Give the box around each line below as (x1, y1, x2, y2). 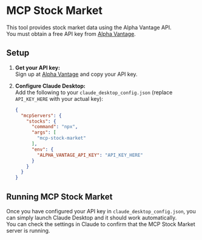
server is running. (6, 227, 50, 234)
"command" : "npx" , (31, 124, 78, 130)
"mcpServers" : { (21, 112, 62, 118)
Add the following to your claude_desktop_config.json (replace (15, 89, 173, 96)
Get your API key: (15, 64, 61, 71)
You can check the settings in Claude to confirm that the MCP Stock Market (6, 220, 195, 228)
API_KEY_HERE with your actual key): (15, 95, 103, 102)
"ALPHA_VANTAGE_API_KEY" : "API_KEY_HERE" (37, 152, 144, 158)
